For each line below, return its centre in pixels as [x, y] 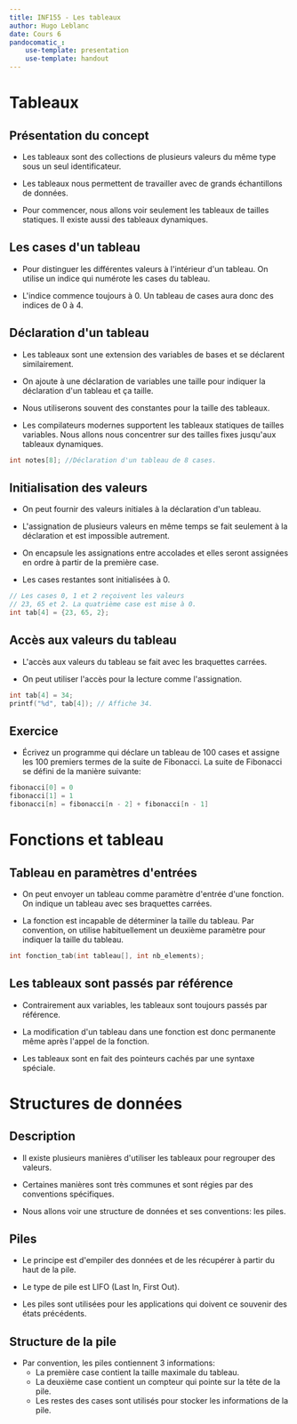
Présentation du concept [79, 136]
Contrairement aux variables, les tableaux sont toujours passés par [145, 1004]
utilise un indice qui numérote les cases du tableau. [116, 278]
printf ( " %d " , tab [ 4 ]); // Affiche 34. [81, 703]
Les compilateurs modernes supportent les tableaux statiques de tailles [153, 425]
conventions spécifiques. [68, 1194]
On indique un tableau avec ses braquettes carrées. [117, 903]
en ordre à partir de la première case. [90, 563]
